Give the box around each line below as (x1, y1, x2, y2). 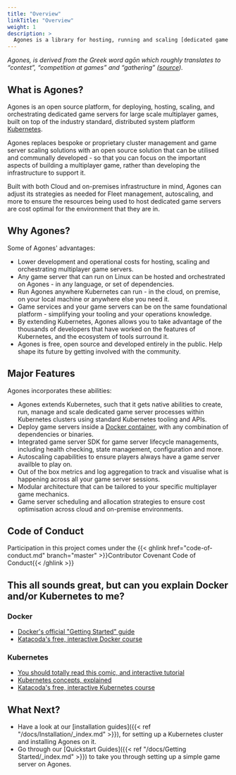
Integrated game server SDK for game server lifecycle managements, (17, 438, 219, 446)
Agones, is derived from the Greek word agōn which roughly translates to (7, 56, 221, 64)
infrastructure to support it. (7, 168, 86, 177)
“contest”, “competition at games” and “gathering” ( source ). (7, 63, 183, 72)
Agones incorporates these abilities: (7, 386, 112, 395)
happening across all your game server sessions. (17, 475, 161, 483)
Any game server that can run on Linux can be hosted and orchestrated (17, 272, 225, 280)
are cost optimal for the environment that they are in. (7, 204, 160, 213)
